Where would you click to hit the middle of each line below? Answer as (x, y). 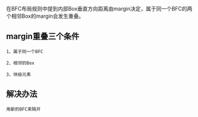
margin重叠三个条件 (43, 36)
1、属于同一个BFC (25, 51)
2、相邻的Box (20, 63)
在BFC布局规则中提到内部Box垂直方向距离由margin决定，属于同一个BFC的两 (99, 9)
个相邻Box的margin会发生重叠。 (45, 16)
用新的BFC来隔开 (23, 109)
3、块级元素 (19, 74)
